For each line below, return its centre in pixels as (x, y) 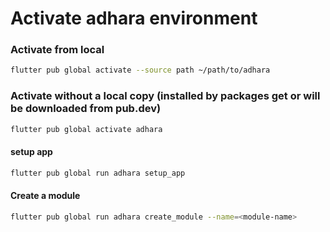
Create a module (45, 196)
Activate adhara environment (134, 18)
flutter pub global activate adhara (86, 129)
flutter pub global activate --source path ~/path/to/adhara (140, 70)
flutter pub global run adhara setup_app (98, 173)
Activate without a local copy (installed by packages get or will (165, 96)
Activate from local (57, 50)
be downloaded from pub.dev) (86, 109)
